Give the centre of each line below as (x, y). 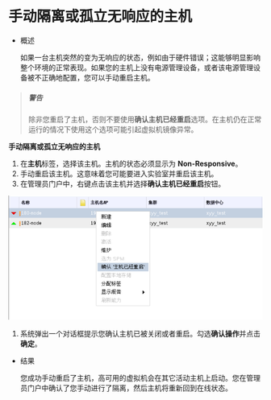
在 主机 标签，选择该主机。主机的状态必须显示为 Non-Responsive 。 (131, 163)
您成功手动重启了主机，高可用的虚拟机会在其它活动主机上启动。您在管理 (140, 377)
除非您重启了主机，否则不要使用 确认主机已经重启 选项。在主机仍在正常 (145, 119)
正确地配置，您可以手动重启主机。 (98, 77)
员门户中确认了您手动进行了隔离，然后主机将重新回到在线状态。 (126, 388)
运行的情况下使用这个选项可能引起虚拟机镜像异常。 (113, 129)
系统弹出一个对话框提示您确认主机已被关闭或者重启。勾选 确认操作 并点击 (140, 333)
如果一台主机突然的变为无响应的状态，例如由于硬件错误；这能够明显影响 (140, 57)
